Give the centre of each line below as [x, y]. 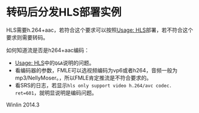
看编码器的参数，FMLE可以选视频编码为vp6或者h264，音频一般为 [96, 70]
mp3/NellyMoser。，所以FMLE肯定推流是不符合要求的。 [83, 78]
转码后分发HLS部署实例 [64, 12]
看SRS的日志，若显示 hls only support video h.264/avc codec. [93, 85]
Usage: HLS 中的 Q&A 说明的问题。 [55, 63]
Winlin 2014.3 [23, 105]
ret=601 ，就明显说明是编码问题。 [56, 93]
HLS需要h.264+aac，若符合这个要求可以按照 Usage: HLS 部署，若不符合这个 [100, 30]
